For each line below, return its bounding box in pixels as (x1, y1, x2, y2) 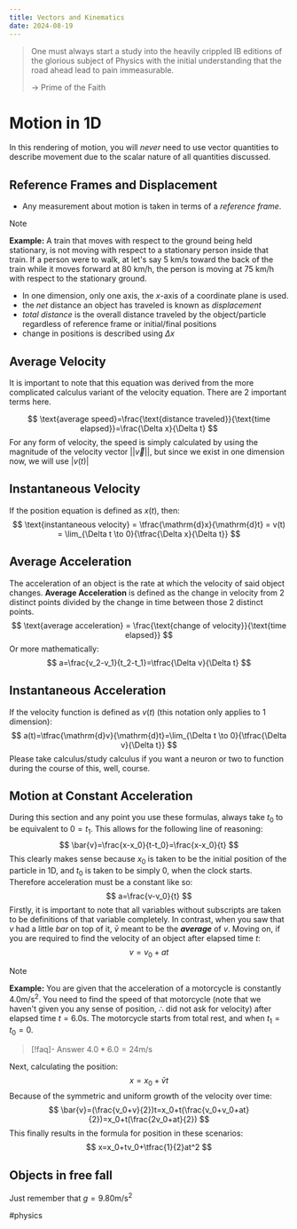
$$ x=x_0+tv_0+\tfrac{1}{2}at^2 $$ (85, 1142, 213, 1153)
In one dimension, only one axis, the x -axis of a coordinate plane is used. (21, 291, 289, 301)
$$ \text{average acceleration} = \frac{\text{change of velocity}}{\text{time (12, 619, 286, 631)
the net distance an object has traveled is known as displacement (21, 299, 262, 311)
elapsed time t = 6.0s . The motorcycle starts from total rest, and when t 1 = (9, 1012, 281, 1025)
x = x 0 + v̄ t (129, 1074, 169, 1088)
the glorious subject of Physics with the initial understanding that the (30, 55, 282, 66)
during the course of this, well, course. (9, 762, 151, 773)
